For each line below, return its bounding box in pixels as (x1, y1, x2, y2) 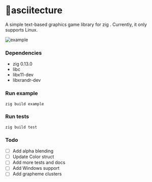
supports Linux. (5, 26, 38, 33)
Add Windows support (12, 165, 60, 171)
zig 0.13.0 (12, 61, 33, 67)
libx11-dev (12, 72, 34, 78)
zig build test (5, 125, 37, 130)
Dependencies (5, 49, 42, 56)
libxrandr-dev (12, 77, 41, 83)
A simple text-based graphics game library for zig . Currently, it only (5, 21, 147, 27)
